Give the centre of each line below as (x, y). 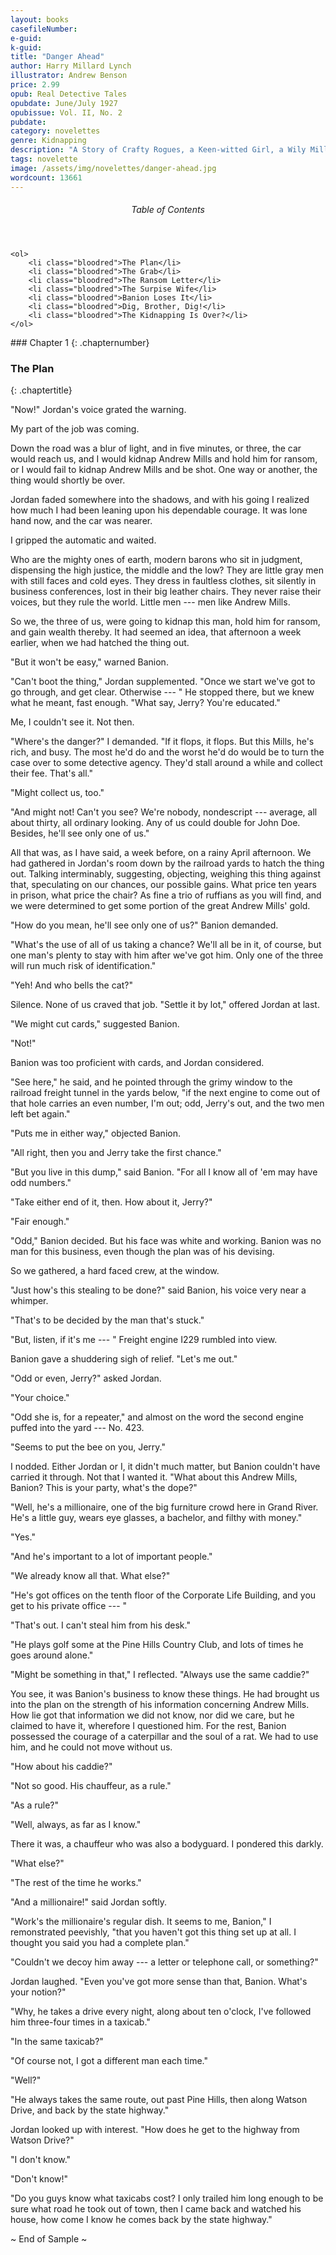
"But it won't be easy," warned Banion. (89, 662)
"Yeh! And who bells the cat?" (71, 985)
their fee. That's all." (52, 773)
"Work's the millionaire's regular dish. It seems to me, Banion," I (141, 1922)
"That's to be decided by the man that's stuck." (107, 1320)
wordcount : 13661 (46, 177)
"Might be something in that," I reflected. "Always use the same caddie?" (160, 1675)
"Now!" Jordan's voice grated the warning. (98, 410)
